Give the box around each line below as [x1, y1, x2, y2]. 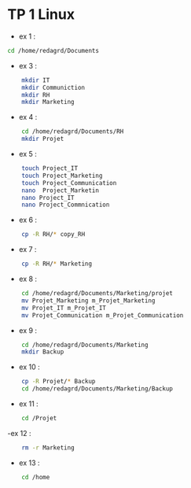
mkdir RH [21, 91, 50, 99]
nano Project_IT [21, 194, 75, 201]
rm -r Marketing [21, 443, 75, 452]
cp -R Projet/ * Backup [21, 378, 96, 386]
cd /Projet [21, 415, 57, 423]
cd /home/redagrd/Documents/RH [21, 128, 124, 135]
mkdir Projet [21, 135, 64, 143]
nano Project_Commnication [21, 201, 110, 209]
